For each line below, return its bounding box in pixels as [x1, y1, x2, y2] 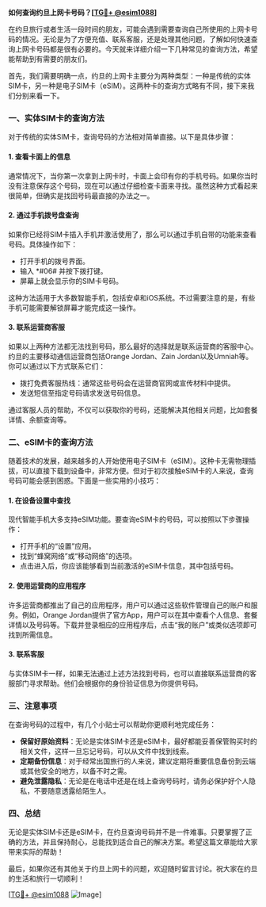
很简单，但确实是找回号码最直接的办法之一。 [8, 190, 154, 201]
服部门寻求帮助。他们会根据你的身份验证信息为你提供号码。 [8, 678, 203, 688]
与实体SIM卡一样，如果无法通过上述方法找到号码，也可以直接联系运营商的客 [8, 668, 257, 678]
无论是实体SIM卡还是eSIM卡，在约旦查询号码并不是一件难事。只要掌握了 [8, 828, 245, 837]
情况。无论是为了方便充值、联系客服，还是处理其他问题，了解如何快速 [21, 35, 251, 44]
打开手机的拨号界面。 [19, 256, 89, 266]
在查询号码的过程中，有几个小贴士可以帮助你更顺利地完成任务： [8, 720, 216, 729]
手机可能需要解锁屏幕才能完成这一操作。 [8, 303, 140, 312]
